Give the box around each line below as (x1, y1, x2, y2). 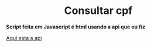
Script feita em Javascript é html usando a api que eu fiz (6, 23, 146, 30)
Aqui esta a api (6, 34, 42, 41)
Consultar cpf (64, 4, 133, 17)
